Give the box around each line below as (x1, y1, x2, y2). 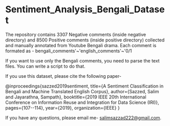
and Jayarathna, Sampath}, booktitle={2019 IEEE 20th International (5, 94, 147, 100)
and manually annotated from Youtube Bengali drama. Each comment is (5, 42, 157, 48)
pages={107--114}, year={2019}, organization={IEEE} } (5, 104, 120, 111)
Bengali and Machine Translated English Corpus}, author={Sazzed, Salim (5, 88, 159, 94)
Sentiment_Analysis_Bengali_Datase (5, 4, 165, 15)
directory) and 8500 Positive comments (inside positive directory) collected (5, 37, 165, 43)
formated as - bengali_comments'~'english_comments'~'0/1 (5, 48, 132, 54)
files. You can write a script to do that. (5, 63, 86, 69)
